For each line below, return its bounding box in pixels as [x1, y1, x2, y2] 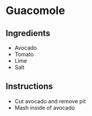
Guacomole [5, 4, 65, 18]
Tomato [14, 51, 34, 58]
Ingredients [5, 28, 51, 38]
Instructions [5, 81, 53, 92]
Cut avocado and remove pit [14, 97, 86, 104]
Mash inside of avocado [14, 104, 76, 111]
